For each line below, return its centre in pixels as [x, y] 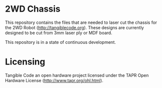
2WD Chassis [33, 9]
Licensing [25, 62]
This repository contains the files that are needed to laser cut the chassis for [81, 22]
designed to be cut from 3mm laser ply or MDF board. [59, 33]
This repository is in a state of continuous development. [60, 42]
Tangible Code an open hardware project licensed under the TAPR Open [77, 75]
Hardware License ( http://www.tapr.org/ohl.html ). [54, 80]
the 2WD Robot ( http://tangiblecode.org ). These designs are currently [74, 27]
